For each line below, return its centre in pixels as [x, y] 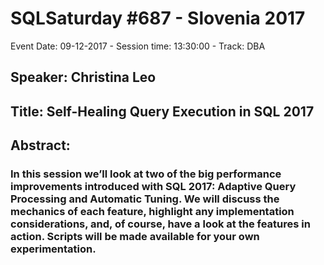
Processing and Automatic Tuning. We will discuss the [145, 199]
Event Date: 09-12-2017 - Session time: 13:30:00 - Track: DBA [138, 46]
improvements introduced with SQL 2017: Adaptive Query [153, 187]
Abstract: [40, 145]
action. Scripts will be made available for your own [135, 237]
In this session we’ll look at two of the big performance [146, 174]
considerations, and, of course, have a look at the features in [160, 224]
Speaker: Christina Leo [83, 77]
